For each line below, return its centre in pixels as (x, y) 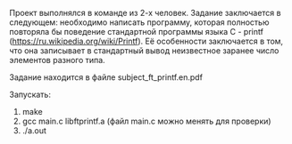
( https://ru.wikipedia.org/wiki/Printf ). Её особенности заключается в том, (146, 41)
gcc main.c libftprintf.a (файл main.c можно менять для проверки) (146, 121)
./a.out (34, 131)
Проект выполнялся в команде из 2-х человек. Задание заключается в (145, 13)
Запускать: (30, 94)
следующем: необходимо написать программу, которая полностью (139, 22)
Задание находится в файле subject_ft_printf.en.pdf (106, 77)
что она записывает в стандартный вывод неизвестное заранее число (144, 51)
